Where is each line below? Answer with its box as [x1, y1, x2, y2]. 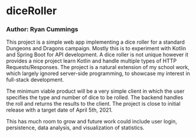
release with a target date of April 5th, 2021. [6, 106, 113, 113]
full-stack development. [6, 76, 64, 83]
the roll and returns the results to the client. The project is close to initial [6, 100, 181, 107]
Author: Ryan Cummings [6, 25, 79, 34]
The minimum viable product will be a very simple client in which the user [6, 87, 185, 95]
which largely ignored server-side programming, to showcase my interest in [6, 70, 191, 77]
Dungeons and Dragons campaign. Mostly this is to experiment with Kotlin [6, 45, 187, 52]
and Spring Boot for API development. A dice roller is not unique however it [6, 51, 189, 58]
